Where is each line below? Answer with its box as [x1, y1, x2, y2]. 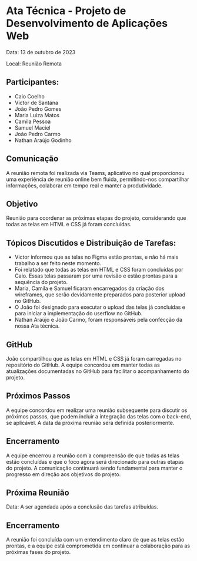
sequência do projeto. [14, 279, 68, 286]
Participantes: [6, 77, 59, 87]
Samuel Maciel [14, 124, 51, 131]
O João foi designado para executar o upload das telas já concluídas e [14, 303, 186, 311]
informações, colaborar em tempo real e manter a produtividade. [6, 181, 163, 189]
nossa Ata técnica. [14, 322, 60, 329]
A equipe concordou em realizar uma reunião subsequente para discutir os [6, 407, 188, 414]
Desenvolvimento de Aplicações [6, 16, 168, 30]
